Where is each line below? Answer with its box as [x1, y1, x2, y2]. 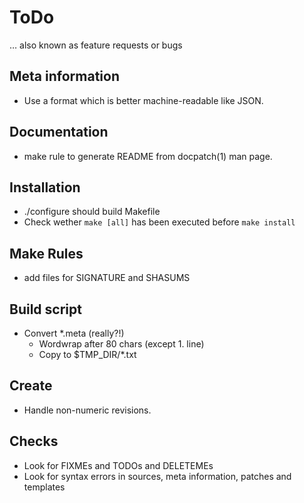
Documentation [9, 124, 109, 141]
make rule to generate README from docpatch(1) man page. [23, 150, 273, 162]
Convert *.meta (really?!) [23, 327, 125, 339]
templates [23, 481, 66, 493]
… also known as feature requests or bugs [9, 39, 183, 51]
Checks [9, 433, 59, 450]
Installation [9, 179, 81, 196]
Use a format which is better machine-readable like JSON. [23, 94, 264, 106]
